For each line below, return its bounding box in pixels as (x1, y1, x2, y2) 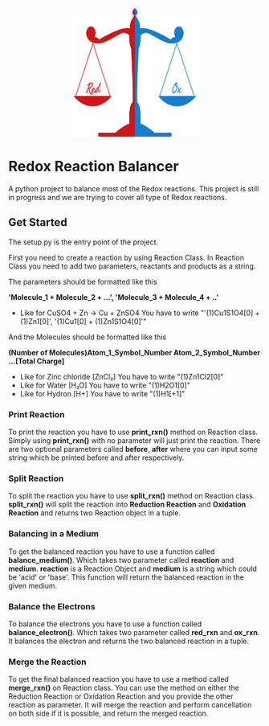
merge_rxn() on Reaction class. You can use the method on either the (8, 683, 239, 693)
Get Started (8, 215, 67, 229)
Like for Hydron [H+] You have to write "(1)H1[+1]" (19, 388, 185, 398)
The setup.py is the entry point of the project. (8, 237, 159, 247)
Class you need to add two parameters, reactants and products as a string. (8, 261, 256, 271)
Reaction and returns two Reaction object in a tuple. (8, 508, 181, 518)
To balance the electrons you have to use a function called (8, 619, 202, 629)
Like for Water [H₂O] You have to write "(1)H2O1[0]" (19, 380, 191, 390)
